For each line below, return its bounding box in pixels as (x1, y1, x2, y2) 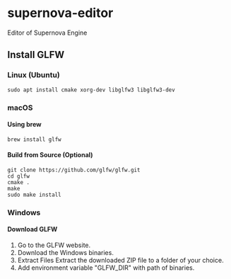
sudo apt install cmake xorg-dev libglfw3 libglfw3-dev (7, 86, 175, 93)
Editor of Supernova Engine (7, 28, 88, 37)
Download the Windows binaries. (17, 249, 114, 257)
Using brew (7, 120, 42, 129)
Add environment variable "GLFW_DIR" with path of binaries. (17, 263, 195, 272)
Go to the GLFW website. (17, 241, 91, 249)
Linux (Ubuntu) (7, 70, 60, 80)
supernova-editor (7, 5, 114, 21)
